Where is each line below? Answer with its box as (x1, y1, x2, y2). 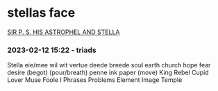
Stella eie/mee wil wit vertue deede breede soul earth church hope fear (7, 61, 211, 69)
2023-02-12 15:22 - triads (7, 45, 97, 55)
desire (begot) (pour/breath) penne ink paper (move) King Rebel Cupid (7, 68, 210, 77)
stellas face (7, 5, 76, 21)
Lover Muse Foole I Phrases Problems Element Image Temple (7, 76, 183, 84)
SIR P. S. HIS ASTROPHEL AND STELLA (7, 28, 120, 36)
